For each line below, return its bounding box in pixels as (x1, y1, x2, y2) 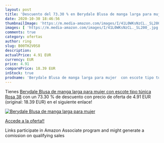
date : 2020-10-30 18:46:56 (5, 16, 60, 21)
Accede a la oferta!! (5, 118, 45, 123)
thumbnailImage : (5, 20, 38, 26)
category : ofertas (5, 35, 42, 40)
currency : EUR (5, 57, 34, 62)
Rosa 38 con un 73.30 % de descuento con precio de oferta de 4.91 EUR (5, 94, 151, 100)
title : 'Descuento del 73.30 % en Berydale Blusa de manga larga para (5, 12, 152, 17)
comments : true (5, 30, 36, 35)
